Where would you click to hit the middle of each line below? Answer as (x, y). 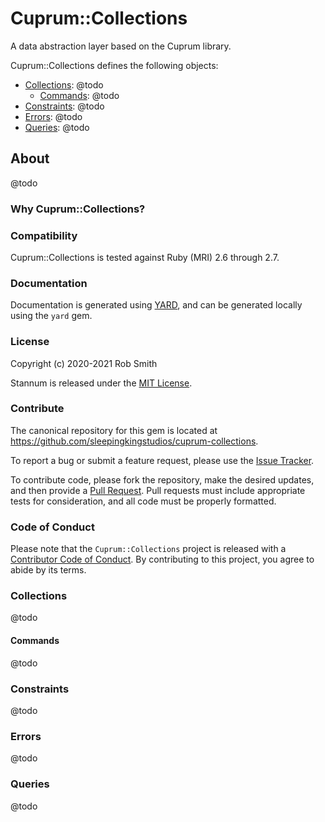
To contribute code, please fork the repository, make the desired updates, (162, 479)
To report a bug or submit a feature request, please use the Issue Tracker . (162, 460)
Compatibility (44, 235)
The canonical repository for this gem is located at (114, 430)
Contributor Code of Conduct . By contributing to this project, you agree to (162, 559)
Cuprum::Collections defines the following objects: (114, 65)
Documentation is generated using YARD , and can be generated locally (156, 305)
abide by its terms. (48, 570)
